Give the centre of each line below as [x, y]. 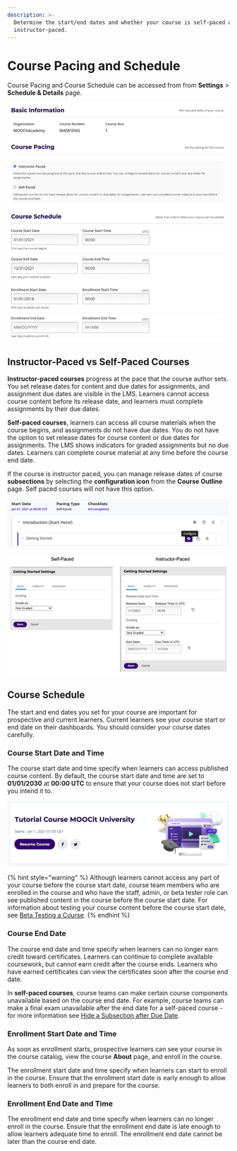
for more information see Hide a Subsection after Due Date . [93, 1015]
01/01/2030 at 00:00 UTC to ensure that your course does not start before [116, 783]
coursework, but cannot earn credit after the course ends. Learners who [113, 964]
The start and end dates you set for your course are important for [102, 712]
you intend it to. [30, 791]
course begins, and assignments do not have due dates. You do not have [113, 430]
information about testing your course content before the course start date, [116, 908]
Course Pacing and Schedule [94, 65]
